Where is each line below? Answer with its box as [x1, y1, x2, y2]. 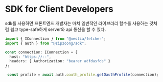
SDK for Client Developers [5, 3, 114, 15]
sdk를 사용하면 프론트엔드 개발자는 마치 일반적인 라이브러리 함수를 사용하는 [5, 20, 148, 26]
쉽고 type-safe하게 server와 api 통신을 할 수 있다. [10, 26, 106, 32]
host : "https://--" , [9, 54, 51, 59]
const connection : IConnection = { [5, 50, 78, 55]
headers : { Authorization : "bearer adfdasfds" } [9, 59, 111, 64]
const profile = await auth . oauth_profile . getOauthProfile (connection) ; [7, 72, 159, 77]
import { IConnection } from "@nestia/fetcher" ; [5, 36, 106, 41]
